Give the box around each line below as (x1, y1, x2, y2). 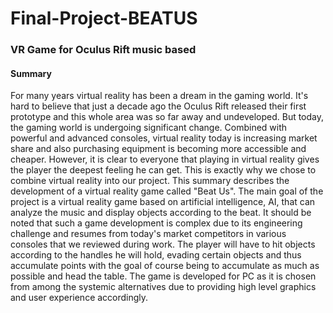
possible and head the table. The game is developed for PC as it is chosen (10, 270, 317, 282)
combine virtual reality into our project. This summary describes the (10, 175, 290, 187)
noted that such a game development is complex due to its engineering (10, 217, 303, 229)
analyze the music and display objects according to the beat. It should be (10, 207, 312, 219)
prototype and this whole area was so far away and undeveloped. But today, (10, 111, 325, 123)
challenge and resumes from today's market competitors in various (10, 228, 287, 240)
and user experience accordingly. (10, 292, 149, 304)
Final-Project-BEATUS (10, 7, 198, 30)
